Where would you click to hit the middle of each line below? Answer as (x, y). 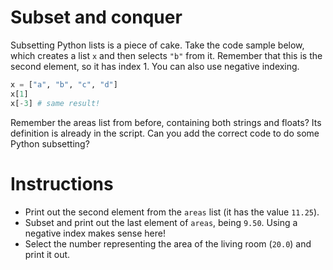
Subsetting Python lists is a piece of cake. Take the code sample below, (157, 45)
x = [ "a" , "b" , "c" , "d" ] (64, 84)
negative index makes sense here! (95, 233)
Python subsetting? (50, 143)
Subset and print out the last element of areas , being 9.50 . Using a (161, 222)
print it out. (47, 254)
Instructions (62, 183)
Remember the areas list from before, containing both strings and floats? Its (166, 122)
